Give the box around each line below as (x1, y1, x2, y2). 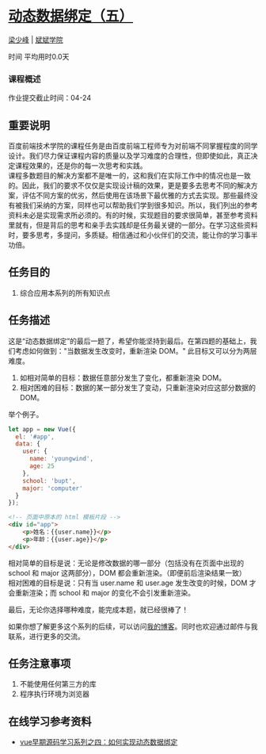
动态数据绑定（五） (8, 7, 134, 25)
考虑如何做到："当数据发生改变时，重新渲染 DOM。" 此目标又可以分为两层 (14, 346, 257, 355)
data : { (15, 440, 41, 448)
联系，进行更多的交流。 (8, 631, 85, 641)
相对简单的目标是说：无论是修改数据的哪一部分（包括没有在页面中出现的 (8, 558, 244, 568)
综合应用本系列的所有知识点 (19, 288, 111, 297)
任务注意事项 (8, 657, 71, 671)
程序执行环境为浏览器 (19, 689, 89, 699)
